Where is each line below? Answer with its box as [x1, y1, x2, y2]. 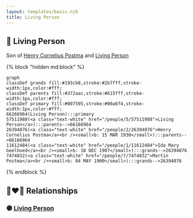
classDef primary [6, 101, 49, 107]
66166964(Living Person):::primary [6, 111, 94, 118]
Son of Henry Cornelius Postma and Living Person [6, 52, 129, 59]
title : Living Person [6, 14, 60, 20]
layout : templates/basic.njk [6, 8, 78, 15]
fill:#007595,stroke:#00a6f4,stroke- [51, 101, 145, 107]
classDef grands [6, 80, 46, 86]
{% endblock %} [6, 169, 47, 176]
